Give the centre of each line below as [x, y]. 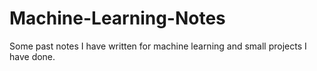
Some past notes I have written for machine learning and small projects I [158, 46]
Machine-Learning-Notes [117, 18]
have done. [32, 56]
